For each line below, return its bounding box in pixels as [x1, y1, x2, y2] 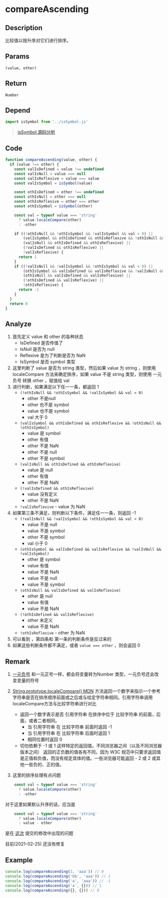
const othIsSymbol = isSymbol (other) [14, 204, 93, 209]
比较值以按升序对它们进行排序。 [5, 38, 71, 43]
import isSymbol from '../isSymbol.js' [5, 119, 88, 124]
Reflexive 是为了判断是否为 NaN [19, 352, 86, 358]
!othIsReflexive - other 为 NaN [19, 630, 85, 636]
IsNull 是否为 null [19, 346, 55, 352]
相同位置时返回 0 [27, 736, 62, 742]
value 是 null [27, 467, 53, 473]
